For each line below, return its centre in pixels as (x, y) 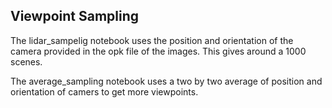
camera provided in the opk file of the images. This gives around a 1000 (158, 51)
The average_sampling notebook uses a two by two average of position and (166, 81)
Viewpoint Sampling (75, 16)
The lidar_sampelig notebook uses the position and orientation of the (152, 40)
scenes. (26, 61)
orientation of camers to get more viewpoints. (104, 91)
